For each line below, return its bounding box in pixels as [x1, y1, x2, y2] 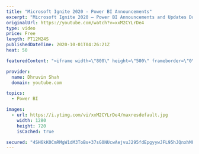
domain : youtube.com [11, 79, 62, 86]
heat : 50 [6, 47, 28, 53]
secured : [6, 139, 28, 145]
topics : [6, 90, 25, 97]
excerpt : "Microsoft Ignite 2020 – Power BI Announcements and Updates [6, 14, 187, 20]
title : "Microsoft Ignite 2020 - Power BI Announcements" [6, 8, 152, 15]
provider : [6, 69, 31, 75]
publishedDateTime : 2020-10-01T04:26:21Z [6, 42, 110, 48]
